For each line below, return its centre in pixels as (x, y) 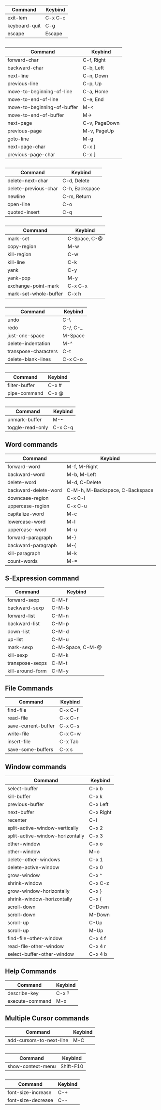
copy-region (22, 246)
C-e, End (93, 99)
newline (16, 196)
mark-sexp (20, 647)
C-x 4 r (98, 946)
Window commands (36, 767)
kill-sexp (18, 655)
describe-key (23, 993)
